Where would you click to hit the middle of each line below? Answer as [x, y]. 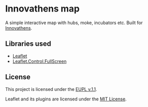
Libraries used [28, 44]
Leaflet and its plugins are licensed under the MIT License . [66, 99]
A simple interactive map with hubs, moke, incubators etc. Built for [74, 23]
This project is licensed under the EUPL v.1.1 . [51, 89]
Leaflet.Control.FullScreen [40, 61]
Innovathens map [42, 9]
